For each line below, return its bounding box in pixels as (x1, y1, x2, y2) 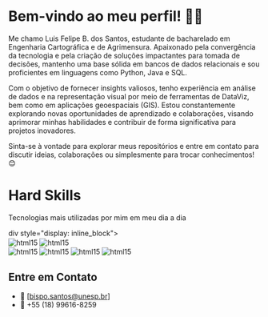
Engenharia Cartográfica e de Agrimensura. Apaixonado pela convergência (8, 42, 256, 51)
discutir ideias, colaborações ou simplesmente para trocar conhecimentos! (8, 150, 254, 159)
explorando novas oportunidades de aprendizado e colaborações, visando (8, 108, 254, 118)
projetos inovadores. (8, 126, 76, 135)
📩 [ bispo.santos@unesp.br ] (19, 291, 110, 301)
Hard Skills (8, 187, 82, 205)
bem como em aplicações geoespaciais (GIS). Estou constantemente (8, 100, 236, 110)
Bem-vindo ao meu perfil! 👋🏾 (8, 7, 204, 26)
